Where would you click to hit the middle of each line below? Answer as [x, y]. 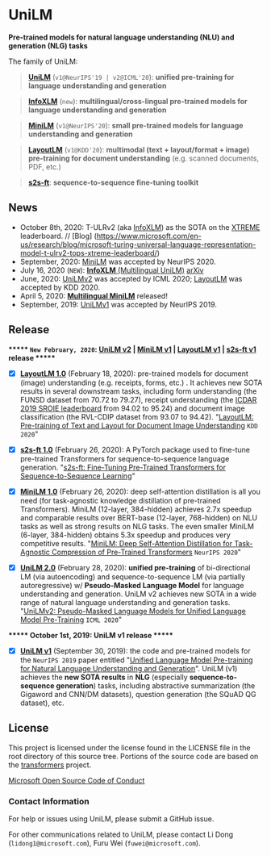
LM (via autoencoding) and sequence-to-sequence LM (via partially [133, 576]
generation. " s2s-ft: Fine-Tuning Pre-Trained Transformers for [123, 467]
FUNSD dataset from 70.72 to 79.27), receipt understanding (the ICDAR [138, 399]
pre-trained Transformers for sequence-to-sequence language [125, 458]
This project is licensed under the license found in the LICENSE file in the [129, 747]
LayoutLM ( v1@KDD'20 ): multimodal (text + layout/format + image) [139, 149]
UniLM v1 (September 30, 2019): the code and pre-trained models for [135, 650]
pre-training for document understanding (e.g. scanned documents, [144, 158]
